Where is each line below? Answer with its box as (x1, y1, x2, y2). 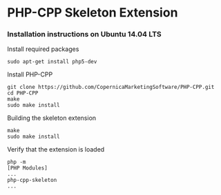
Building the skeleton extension (7, 114, 97, 122)
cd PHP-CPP (7, 90, 39, 97)
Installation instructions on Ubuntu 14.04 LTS (7, 30, 162, 39)
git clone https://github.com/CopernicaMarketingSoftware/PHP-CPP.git (7, 84, 215, 91)
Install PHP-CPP (7, 70, 53, 79)
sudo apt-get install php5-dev (7, 59, 97, 65)
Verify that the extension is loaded (7, 145, 105, 154)
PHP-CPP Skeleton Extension (7, 5, 178, 21)
